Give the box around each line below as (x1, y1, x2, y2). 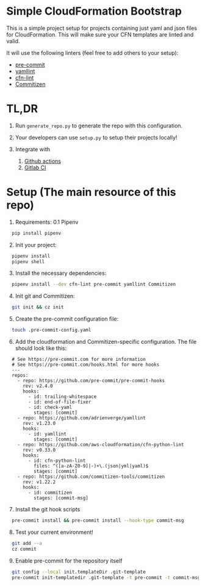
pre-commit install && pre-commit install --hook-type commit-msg (12, 518, 184, 524)
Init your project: (15, 241, 57, 248)
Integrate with (15, 145, 51, 153)
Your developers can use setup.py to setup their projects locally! (15, 133, 178, 141)
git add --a (12, 540, 43, 546)
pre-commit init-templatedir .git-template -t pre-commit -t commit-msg (12, 574, 201, 580)
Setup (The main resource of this (6, 185, 176, 199)
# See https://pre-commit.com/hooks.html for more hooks (12, 361, 160, 368)
